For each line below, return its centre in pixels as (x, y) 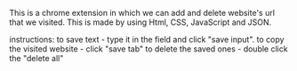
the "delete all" (36, 58)
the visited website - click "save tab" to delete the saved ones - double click (148, 49)
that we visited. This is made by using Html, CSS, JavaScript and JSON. (140, 22)
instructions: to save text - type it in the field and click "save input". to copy (147, 39)
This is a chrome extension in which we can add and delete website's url (142, 13)
